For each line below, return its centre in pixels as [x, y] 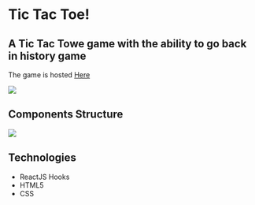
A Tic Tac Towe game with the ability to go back [128, 44]
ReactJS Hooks [44, 177]
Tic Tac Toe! [49, 15]
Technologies [42, 158]
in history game [47, 56]
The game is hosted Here [49, 75]
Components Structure [66, 115]
